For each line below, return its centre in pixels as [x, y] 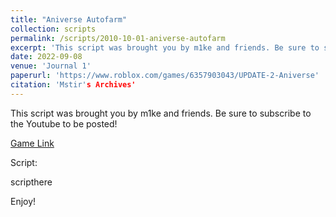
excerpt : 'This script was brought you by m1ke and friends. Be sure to [165, 47]
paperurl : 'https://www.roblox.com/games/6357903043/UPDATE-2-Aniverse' [165, 76]
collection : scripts [53, 29]
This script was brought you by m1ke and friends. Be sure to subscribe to [161, 113]
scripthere [31, 182]
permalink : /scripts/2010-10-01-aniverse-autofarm [118, 38]
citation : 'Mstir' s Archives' [73, 85]
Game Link [32, 143]
